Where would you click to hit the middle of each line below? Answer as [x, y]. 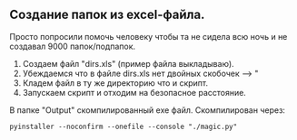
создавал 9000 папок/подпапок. [73, 46]
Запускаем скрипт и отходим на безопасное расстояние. [134, 92]
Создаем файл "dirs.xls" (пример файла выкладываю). [128, 63]
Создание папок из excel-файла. [107, 15]
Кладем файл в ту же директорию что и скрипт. [115, 83]
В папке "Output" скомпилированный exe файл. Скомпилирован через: [148, 110]
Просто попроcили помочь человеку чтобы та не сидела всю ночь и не [148, 36]
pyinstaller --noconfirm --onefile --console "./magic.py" [124, 126]
